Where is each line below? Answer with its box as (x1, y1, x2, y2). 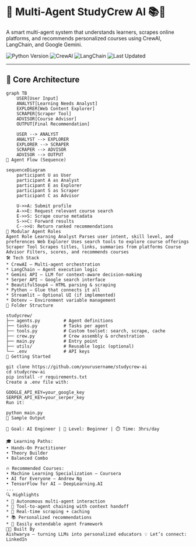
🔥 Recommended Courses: (6, 465, 65, 472)
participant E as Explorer (16, 183, 82, 188)
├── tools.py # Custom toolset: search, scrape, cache (6, 328, 166, 334)
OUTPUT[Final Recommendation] (16, 121, 90, 127)
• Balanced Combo (6, 455, 48, 461)
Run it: (6, 400, 25, 405)
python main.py (6, 410, 43, 416)
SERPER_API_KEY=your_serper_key (6, 394, 85, 400)
